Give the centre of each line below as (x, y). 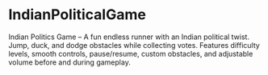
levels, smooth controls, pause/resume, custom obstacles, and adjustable (131, 53)
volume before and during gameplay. (69, 62)
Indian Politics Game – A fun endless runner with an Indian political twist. (129, 37)
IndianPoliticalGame (77, 15)
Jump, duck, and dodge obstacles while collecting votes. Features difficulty (134, 45)
